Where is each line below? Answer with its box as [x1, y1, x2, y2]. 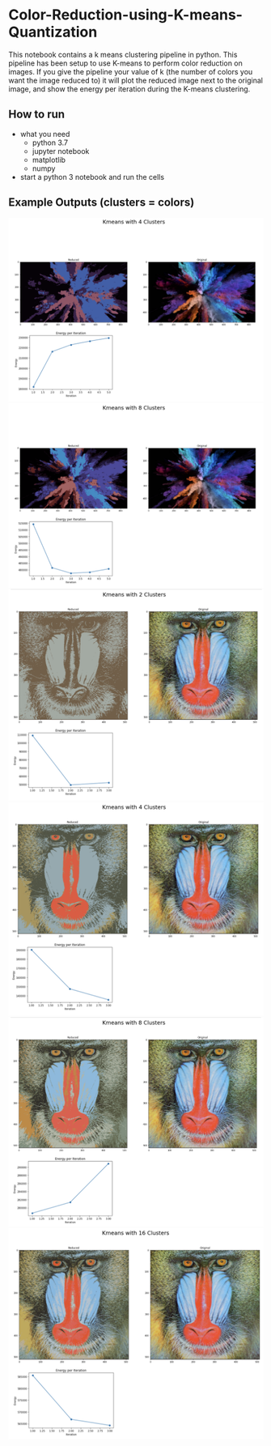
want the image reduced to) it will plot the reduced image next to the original [8, 75, 263, 85]
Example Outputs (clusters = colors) [8, 196, 195, 210]
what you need [19, 129, 70, 138]
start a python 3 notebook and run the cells [19, 172, 164, 181]
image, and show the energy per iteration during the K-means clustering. [8, 83, 251, 94]
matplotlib [32, 155, 66, 164]
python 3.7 [32, 138, 69, 147]
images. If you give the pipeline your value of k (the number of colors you [8, 66, 253, 76]
